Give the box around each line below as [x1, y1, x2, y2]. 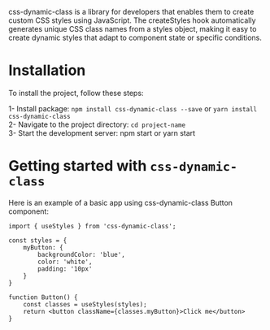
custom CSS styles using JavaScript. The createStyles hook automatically [8, 15, 256, 25]
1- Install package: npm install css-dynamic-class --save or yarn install [8, 103, 258, 113]
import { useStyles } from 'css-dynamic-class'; [8, 222, 176, 230]
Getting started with [8, 157, 147, 176]
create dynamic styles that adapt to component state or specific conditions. [8, 33, 263, 42]
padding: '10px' [37, 264, 93, 273]
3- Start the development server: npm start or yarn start [8, 128, 196, 137]
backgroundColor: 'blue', [37, 250, 126, 258]
